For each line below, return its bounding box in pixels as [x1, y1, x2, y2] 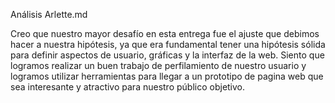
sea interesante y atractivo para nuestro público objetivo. [10, 81, 246, 93]
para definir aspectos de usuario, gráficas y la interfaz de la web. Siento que [10, 49, 325, 61]
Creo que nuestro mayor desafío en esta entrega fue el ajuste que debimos [10, 28, 320, 39]
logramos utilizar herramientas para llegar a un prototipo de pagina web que [10, 70, 324, 82]
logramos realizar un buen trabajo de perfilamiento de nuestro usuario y [10, 60, 307, 71]
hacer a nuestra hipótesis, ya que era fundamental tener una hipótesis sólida [10, 39, 326, 50]
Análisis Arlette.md [10, 9, 88, 20]
